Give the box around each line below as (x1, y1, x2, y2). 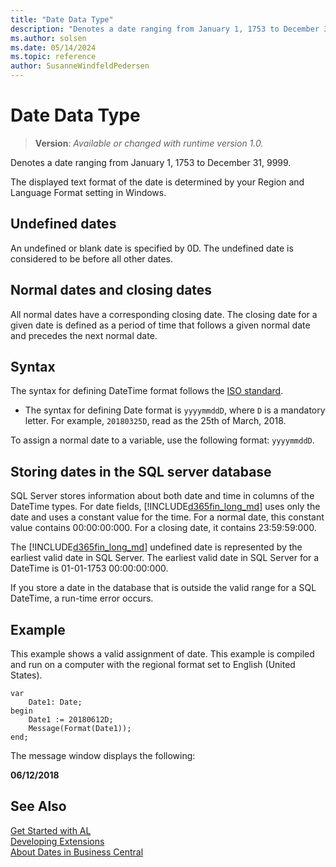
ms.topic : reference (10, 52, 97, 62)
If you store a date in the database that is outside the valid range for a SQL (10, 582, 317, 594)
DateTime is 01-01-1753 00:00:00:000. (10, 562, 169, 575)
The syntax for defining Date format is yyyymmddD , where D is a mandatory (24, 404, 326, 416)
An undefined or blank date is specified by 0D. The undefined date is (10, 242, 294, 254)
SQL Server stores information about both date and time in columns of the (10, 490, 315, 502)
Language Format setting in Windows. (10, 186, 167, 198)
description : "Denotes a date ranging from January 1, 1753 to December (10, 24, 320, 34)
